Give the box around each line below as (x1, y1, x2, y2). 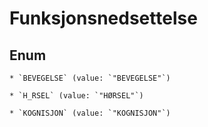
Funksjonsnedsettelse (9, 7, 198, 30)
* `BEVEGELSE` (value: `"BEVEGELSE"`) (9, 73, 171, 83)
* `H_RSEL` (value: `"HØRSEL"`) (9, 91, 144, 101)
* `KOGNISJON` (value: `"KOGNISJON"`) (9, 108, 171, 118)
